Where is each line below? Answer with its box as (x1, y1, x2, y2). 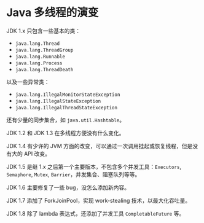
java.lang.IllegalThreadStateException (15, 104, 118, 111)
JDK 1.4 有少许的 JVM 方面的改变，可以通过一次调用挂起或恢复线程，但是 (6, 142, 193, 149)
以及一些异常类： (6, 78, 50, 85)
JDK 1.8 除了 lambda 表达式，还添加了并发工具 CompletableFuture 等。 (6, 209, 185, 217)
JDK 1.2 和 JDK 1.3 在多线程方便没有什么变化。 (6, 129, 125, 136)
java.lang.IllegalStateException (15, 98, 101, 104)
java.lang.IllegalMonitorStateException (15, 92, 120, 98)
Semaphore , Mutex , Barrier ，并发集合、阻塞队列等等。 (6, 170, 141, 178)
